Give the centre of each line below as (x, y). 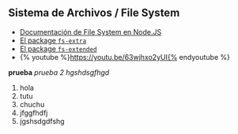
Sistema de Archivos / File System (94, 13)
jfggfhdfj (34, 113)
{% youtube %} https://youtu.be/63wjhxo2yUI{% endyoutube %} (125, 57)
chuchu (32, 104)
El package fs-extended (58, 48)
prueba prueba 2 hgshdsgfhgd (59, 72)
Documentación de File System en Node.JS (91, 32)
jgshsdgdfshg (42, 121)
